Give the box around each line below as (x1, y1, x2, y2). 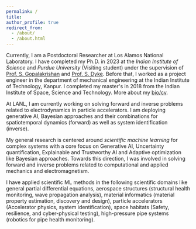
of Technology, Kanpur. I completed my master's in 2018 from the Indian (6, 83, 180, 89)
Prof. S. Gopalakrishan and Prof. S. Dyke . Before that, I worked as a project (6, 71, 186, 77)
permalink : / (6, 8, 38, 15)
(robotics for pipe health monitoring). (6, 216, 95, 223)
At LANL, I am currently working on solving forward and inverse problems (6, 100, 183, 107)
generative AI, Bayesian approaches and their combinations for (6, 113, 158, 120)
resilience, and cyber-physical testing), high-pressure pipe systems (6, 210, 169, 217)
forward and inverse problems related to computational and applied (6, 161, 169, 168)
